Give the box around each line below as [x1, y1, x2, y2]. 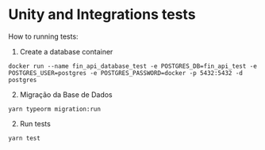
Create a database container [19, 47, 113, 56]
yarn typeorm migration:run [8, 105, 102, 113]
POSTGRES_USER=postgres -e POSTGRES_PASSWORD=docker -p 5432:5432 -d [8, 69, 244, 77]
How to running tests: [8, 32, 79, 41]
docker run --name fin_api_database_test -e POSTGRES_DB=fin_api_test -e [8, 62, 258, 70]
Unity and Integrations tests [8, 6, 196, 24]
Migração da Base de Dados [19, 89, 113, 99]
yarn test [8, 134, 41, 142]
